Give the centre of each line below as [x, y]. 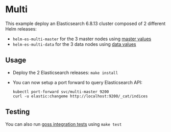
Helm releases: [21, 29]
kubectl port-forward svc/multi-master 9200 [61, 92]
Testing [18, 112]
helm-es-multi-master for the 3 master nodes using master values [82, 39]
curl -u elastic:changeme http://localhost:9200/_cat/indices [80, 96]
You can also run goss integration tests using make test [64, 124]
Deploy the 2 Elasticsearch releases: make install [65, 72]
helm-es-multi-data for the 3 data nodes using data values [74, 44]
